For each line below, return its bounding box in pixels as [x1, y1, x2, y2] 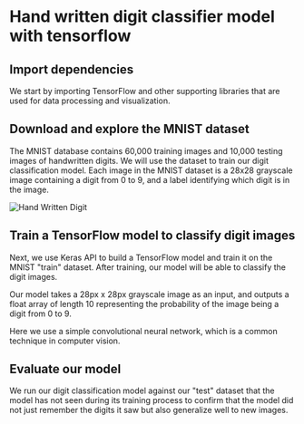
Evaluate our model [9, 361, 122, 377]
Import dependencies [9, 62, 134, 77]
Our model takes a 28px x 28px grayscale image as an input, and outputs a [9, 288, 289, 300]
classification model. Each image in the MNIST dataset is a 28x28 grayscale [9, 165, 293, 176]
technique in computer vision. [9, 335, 121, 346]
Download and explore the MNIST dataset [9, 121, 250, 137]
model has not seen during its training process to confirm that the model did [9, 395, 294, 406]
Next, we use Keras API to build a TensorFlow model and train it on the [9, 252, 273, 263]
